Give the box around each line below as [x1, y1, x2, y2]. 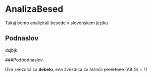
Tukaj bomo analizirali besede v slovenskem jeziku [5, 20, 108, 26]
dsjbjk [5, 47, 17, 53]
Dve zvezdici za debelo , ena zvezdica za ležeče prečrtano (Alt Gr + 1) [5, 66, 148, 72]
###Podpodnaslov [5, 57, 43, 63]
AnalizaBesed [5, 3, 63, 15]
